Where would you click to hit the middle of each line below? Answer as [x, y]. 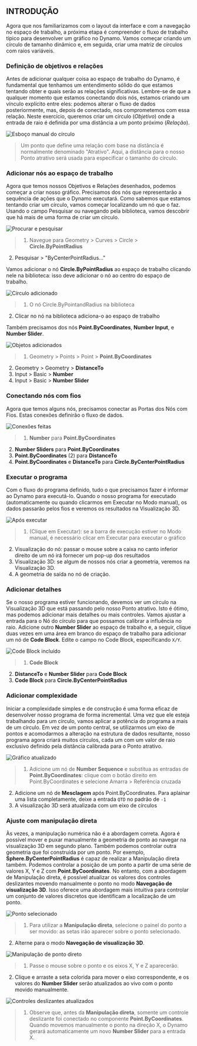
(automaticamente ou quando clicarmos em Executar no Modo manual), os [96, 502]
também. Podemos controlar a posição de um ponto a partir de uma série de [99, 864]
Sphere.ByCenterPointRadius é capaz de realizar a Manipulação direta [93, 858]
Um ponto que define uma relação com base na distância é [92, 146]
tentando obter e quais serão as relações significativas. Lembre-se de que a [98, 91]
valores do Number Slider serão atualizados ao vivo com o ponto [94, 983]
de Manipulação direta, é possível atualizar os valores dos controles [89, 877]
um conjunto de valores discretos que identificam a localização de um [91, 896]
